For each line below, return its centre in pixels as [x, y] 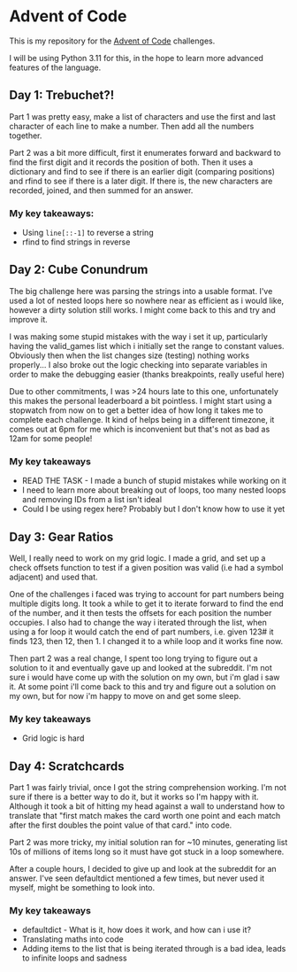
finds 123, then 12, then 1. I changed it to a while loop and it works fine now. [146, 641]
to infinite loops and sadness [74, 958]
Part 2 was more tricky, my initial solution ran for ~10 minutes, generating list [148, 843]
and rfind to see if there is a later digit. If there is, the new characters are [141, 181]
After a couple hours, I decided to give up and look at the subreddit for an [143, 869]
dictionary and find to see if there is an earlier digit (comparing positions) [142, 171]
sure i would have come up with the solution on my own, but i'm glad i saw [145, 677]
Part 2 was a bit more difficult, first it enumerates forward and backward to [145, 152]
